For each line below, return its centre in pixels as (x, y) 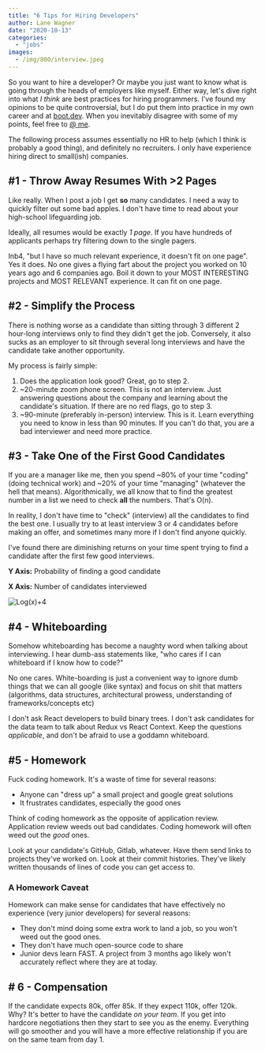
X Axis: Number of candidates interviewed (78, 586)
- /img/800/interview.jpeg (60, 60)
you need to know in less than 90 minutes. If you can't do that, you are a (137, 423)
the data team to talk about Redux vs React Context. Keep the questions (125, 727)
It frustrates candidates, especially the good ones (100, 802)
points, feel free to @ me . (49, 124)
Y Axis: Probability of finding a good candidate (84, 571)
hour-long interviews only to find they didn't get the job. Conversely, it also (129, 334)
